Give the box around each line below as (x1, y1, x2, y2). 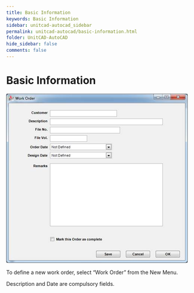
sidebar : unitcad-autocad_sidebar (6, 22, 93, 28)
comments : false (6, 48, 47, 54)
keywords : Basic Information (6, 15, 79, 22)
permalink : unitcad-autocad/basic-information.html (6, 29, 137, 35)
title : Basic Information (6, 10, 70, 15)
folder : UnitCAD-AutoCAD (6, 35, 68, 41)
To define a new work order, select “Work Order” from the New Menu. (6, 269, 178, 276)
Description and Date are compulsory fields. (6, 280, 115, 287)
